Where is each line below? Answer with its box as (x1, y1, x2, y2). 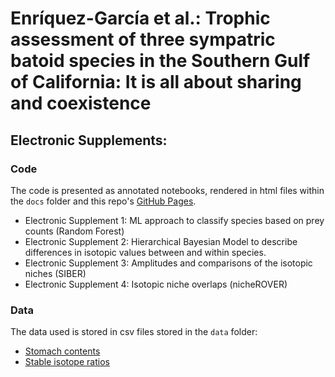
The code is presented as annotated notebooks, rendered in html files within (10, 184, 325, 196)
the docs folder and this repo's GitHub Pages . (10, 195, 197, 207)
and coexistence (10, 92, 152, 115)
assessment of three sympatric (10, 28, 276, 51)
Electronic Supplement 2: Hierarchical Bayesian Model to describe (24, 235, 298, 247)
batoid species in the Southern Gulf (10, 50, 311, 72)
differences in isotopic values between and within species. (24, 246, 267, 258)
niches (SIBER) (24, 267, 87, 279)
